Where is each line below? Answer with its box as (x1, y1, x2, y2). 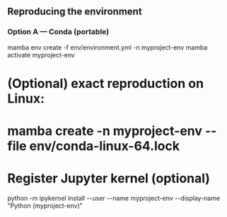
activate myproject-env (7, 50, 76, 59)
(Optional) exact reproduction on (7, 75, 204, 91)
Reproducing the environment (7, 6, 143, 18)
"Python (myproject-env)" (7, 201, 83, 210)
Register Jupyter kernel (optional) (7, 170, 211, 187)
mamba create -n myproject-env (7, 123, 203, 139)
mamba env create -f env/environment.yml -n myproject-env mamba (7, 43, 208, 52)
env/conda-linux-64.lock (29, 138, 180, 155)
